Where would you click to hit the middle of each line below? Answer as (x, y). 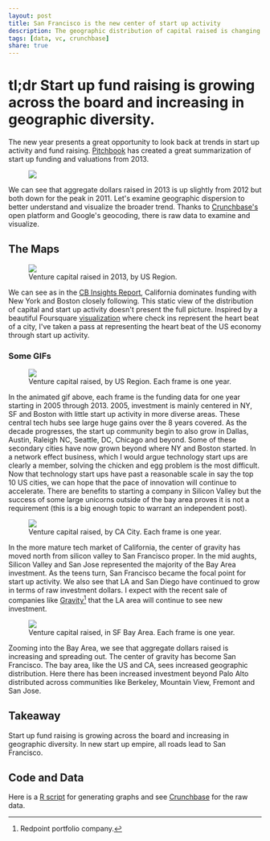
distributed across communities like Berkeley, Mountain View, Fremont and (132, 682)
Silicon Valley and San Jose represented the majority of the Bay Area (122, 565)
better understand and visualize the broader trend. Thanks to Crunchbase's (133, 207)
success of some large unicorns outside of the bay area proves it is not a (129, 500)
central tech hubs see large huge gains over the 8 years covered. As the (128, 423)
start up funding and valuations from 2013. (79, 159)
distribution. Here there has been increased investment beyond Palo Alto (129, 674)
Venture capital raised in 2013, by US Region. (103, 276)
